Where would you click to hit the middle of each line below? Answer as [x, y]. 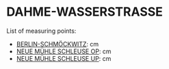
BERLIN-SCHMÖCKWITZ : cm [57, 44]
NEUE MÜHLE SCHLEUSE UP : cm [64, 58]
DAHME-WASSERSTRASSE [85, 12]
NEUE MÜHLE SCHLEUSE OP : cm [64, 51]
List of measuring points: [41, 31]
